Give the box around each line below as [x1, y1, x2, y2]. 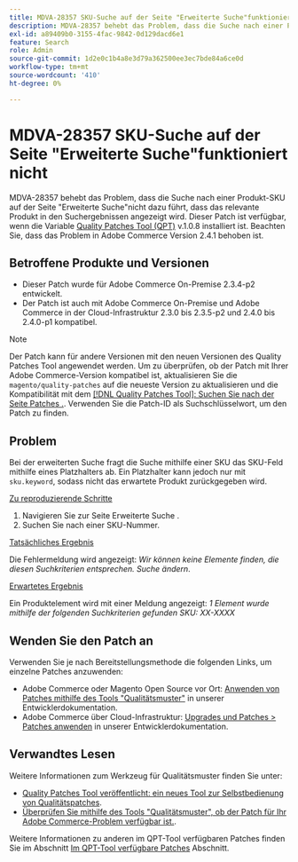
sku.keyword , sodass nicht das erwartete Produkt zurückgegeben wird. [9, 476, 268, 486]
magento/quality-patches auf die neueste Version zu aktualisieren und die [9, 379, 279, 391]
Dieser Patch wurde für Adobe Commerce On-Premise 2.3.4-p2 [21, 279, 255, 289]
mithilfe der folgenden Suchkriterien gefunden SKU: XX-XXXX [9, 607, 235, 618]
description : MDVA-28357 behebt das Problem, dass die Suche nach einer [9, 21, 284, 30]
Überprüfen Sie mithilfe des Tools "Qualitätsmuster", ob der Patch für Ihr [21, 806, 286, 817]
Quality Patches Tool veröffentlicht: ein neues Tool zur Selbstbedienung [21, 787, 284, 798]
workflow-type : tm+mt [9, 63, 90, 72]
